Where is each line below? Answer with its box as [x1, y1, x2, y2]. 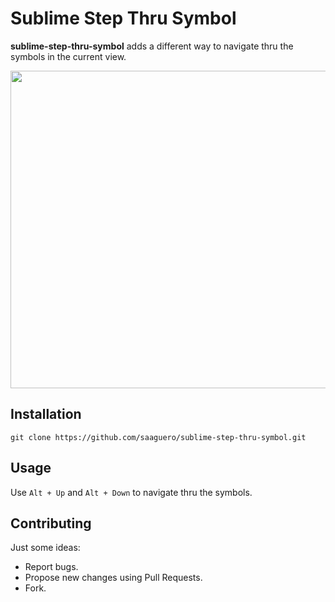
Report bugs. [24, 561, 79, 573]
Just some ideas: [10, 542, 81, 554]
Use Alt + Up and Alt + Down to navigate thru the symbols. [10, 486, 253, 498]
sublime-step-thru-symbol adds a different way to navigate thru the [10, 40, 294, 52]
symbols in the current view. [10, 50, 127, 62]
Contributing [10, 515, 92, 532]
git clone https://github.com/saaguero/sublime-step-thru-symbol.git [10, 432, 307, 442]
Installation [10, 406, 82, 423]
